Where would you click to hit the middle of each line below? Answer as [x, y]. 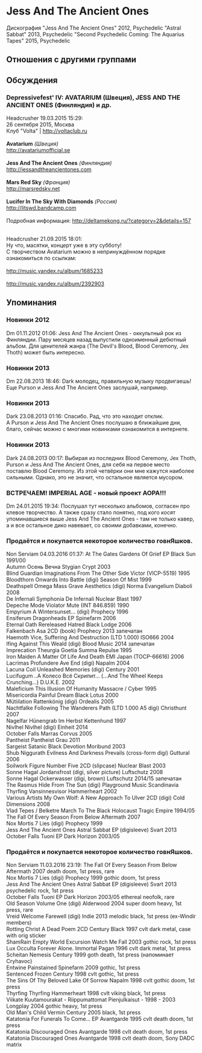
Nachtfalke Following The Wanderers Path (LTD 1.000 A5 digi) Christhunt [96, 708]
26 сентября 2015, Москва [40, 124]
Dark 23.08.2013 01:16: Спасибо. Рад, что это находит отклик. [85, 416]
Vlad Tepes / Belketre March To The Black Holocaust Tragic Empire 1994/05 [101, 811]
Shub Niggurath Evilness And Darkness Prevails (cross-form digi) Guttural [98, 753]
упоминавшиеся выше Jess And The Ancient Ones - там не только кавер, [100, 519]
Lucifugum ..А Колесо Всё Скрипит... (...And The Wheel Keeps [85, 676]
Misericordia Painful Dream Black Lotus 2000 [62, 695]
